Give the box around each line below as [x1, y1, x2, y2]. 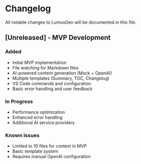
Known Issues [5, 131, 40, 138]
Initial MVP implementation [12, 60, 67, 66]
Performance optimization [12, 109, 65, 115]
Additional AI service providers [12, 119, 75, 126]
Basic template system [12, 148, 58, 154]
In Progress [5, 98, 33, 105]
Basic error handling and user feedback [12, 86, 92, 92]
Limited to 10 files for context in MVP [12, 143, 87, 149]
